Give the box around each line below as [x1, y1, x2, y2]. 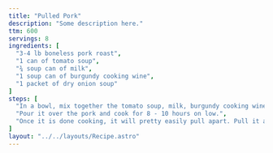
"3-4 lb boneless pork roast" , [15, 49, 122, 57]
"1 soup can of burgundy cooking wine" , [15, 72, 154, 80]
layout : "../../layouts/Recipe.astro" [8, 132, 140, 140]
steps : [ [8, 95, 38, 103]
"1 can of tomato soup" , [15, 57, 100, 66]
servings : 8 [8, 34, 49, 43]
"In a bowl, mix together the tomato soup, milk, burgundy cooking [15, 102, 249, 110]
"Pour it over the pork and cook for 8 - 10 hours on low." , [15, 110, 227, 118]
